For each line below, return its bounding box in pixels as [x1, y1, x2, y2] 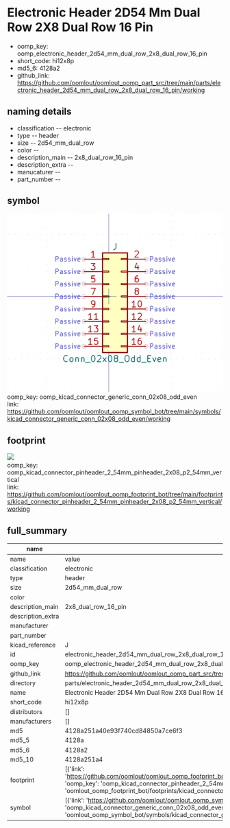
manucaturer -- [16, 168, 61, 176]
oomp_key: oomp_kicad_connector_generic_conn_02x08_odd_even [7, 393, 197, 401]
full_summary [7, 525, 68, 536]
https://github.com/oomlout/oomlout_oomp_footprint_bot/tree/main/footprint [7, 490, 223, 498]
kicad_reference [10, 641, 56, 649]
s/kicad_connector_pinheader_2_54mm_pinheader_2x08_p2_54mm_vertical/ [7, 498, 222, 506]
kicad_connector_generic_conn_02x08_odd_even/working [7, 415, 171, 423]
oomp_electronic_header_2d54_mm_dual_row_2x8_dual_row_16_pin [16, 49, 207, 58]
